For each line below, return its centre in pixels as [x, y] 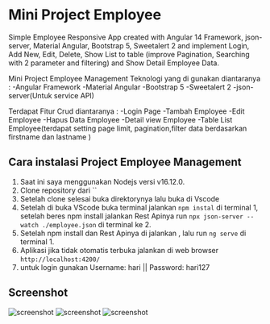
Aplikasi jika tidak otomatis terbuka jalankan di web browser [119, 250]
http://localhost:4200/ [60, 260]
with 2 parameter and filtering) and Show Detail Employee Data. [114, 63]
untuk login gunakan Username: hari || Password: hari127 [115, 267]
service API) [74, 95]
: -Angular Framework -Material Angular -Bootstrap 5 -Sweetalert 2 [120, 87]
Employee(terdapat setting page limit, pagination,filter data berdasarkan [128, 128]
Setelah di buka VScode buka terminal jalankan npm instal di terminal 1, [139, 207]
